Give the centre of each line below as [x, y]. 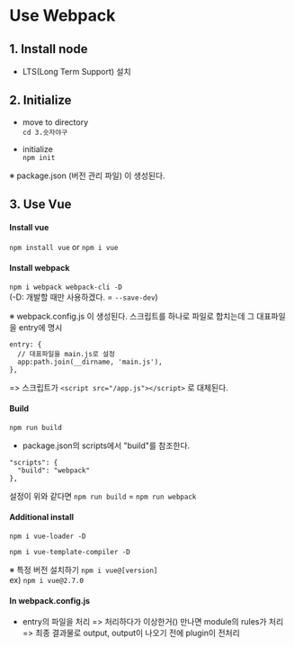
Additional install [42, 517]
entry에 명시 [40, 327]
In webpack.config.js [50, 600]
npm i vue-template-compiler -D [70, 553]
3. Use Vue [40, 205]
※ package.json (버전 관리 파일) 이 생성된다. [87, 175]
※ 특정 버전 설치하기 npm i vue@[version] [84, 570]
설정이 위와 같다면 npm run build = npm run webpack [103, 496]
